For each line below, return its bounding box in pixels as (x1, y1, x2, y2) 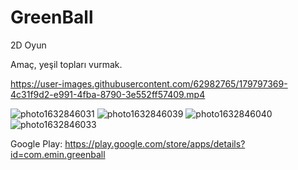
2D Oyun (10, 39, 47, 51)
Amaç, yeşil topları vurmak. (10, 58, 123, 70)
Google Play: (10, 137, 63, 150)
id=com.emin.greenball (10, 148, 106, 160)
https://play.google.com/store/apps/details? (64, 137, 246, 150)
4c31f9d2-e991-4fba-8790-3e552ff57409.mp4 (10, 88, 206, 100)
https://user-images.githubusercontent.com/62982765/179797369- (10, 77, 288, 90)
